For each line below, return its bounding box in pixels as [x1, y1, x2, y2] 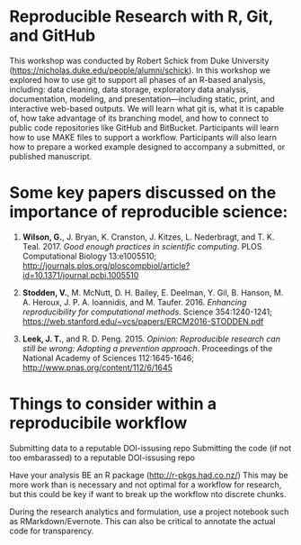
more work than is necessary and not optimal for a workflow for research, [9, 479, 282, 490]
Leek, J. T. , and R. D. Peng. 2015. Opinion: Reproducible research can [22, 333, 281, 344]
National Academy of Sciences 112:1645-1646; [22, 352, 195, 363]
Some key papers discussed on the [9, 183, 277, 204]
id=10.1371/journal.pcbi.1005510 [22, 269, 139, 280]
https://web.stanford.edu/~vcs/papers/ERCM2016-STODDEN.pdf [22, 315, 264, 326]
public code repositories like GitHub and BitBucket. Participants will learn [9, 122, 279, 132]
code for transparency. [9, 525, 94, 536]
